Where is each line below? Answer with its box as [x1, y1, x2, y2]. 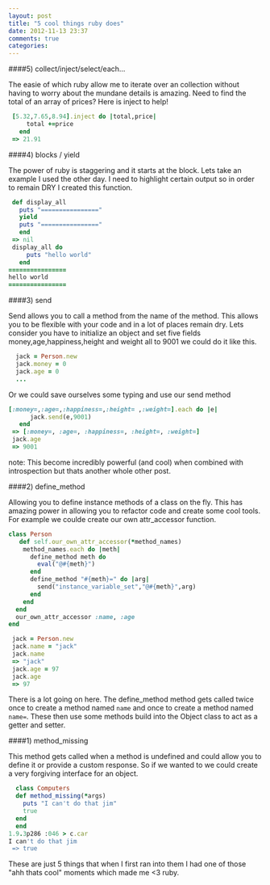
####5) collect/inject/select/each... [8, 64, 126, 74]
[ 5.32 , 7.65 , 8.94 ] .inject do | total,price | [11, 112, 157, 121]
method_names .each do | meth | [23, 545, 121, 554]
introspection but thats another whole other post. [8, 466, 172, 475]
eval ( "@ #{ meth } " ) [37, 560, 95, 568]
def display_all [11, 198, 67, 206]
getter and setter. [8, 720, 66, 730]
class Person [8, 530, 52, 538]
